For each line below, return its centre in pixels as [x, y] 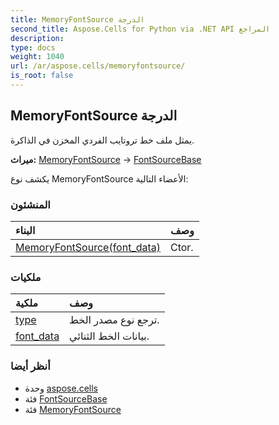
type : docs [33, 47]
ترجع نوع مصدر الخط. [114, 320]
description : [37, 38]
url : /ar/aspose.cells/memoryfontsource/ [98, 66]
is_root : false [42, 76]
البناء [25, 230]
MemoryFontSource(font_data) [88, 247]
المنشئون [30, 204]
